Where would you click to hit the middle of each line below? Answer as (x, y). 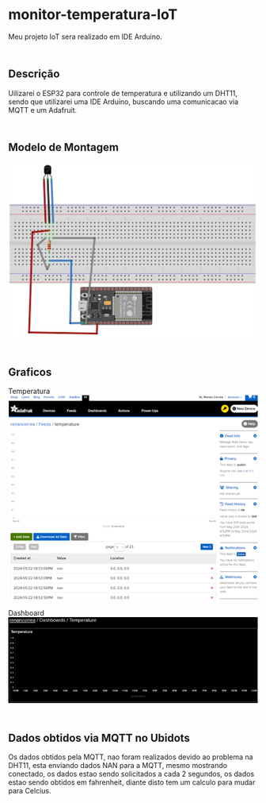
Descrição (34, 74)
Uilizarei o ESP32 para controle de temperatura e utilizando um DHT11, (123, 93)
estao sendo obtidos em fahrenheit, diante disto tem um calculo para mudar (132, 782)
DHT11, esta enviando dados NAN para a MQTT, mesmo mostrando (118, 766)
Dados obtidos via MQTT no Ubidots (99, 737)
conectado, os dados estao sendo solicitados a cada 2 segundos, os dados (131, 774)
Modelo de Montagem (63, 147)
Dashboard (27, 612)
